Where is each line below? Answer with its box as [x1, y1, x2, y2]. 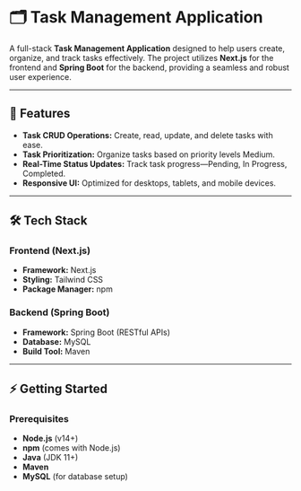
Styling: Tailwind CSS [21, 275, 104, 285]
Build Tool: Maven [21, 346, 90, 356]
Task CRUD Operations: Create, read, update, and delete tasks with [21, 129, 273, 140]
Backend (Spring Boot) [9, 306, 110, 319]
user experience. [9, 71, 72, 82]
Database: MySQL [21, 336, 91, 346]
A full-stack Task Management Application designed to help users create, [9, 42, 285, 54]
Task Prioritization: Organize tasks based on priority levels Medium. [21, 149, 276, 160]
